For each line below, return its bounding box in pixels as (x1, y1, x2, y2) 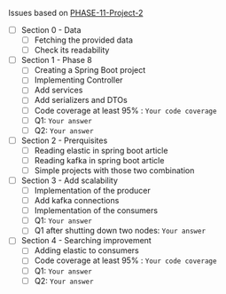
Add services (34, 84, 83, 96)
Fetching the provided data (34, 35, 134, 45)
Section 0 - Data (20, 25, 82, 35)
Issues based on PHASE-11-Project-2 (8, 8, 144, 18)
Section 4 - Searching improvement (20, 235, 152, 246)
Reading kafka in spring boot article (34, 155, 165, 165)
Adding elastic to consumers (34, 245, 139, 256)
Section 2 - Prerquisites (20, 135, 108, 146)
